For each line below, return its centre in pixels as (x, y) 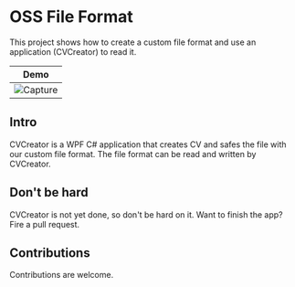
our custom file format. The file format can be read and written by (133, 154)
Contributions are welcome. (62, 275)
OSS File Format (72, 17)
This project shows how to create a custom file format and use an (133, 42)
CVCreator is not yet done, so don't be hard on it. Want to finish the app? (146, 214)
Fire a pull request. (45, 224)
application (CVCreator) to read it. (73, 51)
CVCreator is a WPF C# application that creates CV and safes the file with (148, 144)
